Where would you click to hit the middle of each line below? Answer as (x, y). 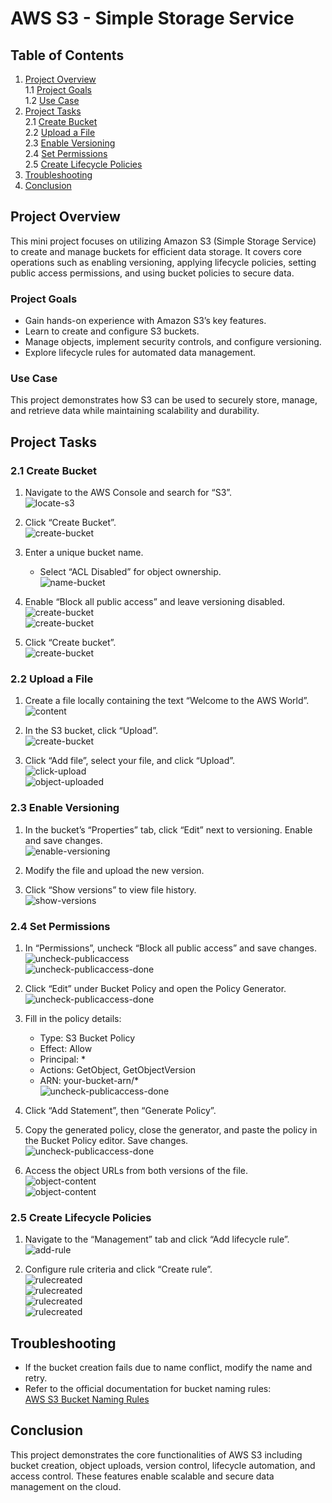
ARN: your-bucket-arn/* (89, 1080)
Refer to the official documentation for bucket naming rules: (148, 1389)
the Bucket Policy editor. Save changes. (106, 1140)
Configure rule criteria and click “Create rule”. (118, 1269)
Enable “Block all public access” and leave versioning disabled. (155, 602)
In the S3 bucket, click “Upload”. (91, 731)
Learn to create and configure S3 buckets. (112, 331)
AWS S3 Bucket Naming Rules (87, 1399)
